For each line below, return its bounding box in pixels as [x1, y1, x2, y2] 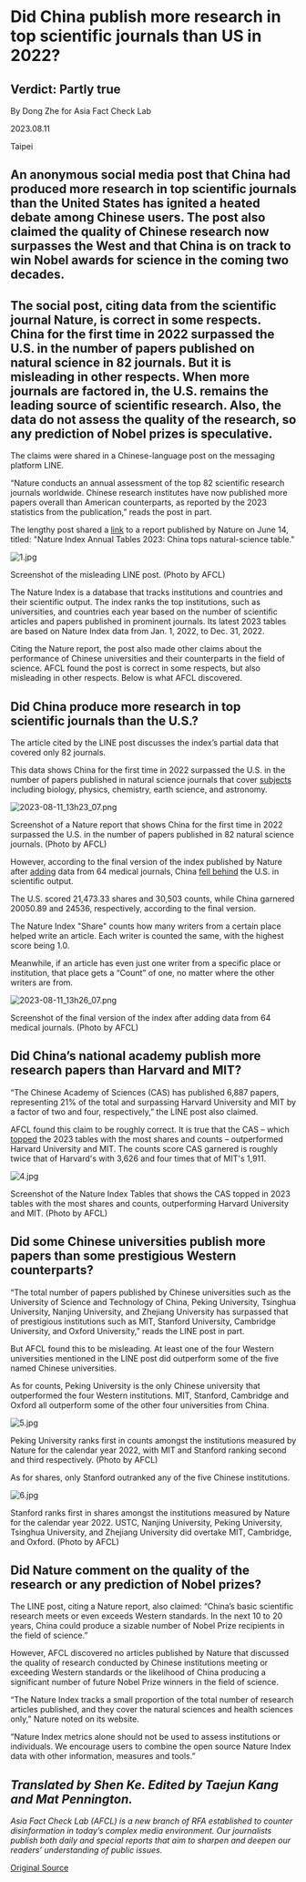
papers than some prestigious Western [10, 1249, 237, 1264]
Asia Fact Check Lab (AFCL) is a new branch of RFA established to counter [10, 1815, 293, 1826]
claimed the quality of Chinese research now [10, 224, 270, 240]
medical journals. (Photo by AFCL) [10, 1023, 139, 1034]
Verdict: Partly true [10, 81, 121, 97]
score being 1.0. [10, 941, 70, 951]
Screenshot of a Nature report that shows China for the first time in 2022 [10, 819, 283, 830]
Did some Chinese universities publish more [10, 1234, 267, 1250]
